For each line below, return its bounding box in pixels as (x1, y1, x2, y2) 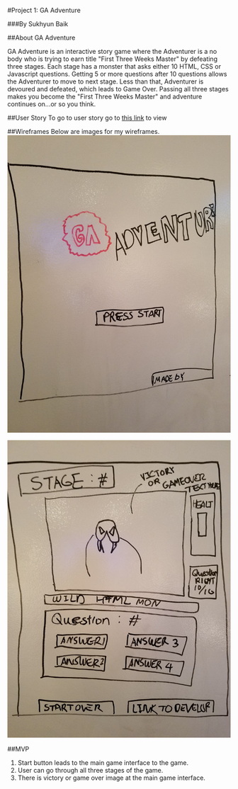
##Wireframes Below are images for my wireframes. (7, 127, 160, 135)
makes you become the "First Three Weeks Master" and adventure (7, 92, 203, 101)
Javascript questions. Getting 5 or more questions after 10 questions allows (7, 70, 227, 78)
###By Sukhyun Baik (7, 20, 69, 28)
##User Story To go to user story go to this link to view (7, 113, 167, 122)
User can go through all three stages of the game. (17, 766, 164, 774)
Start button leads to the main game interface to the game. (17, 759, 189, 767)
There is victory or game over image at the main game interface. (17, 773, 205, 782)
